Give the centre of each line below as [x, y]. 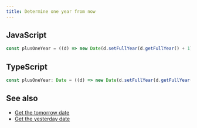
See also [22, 98]
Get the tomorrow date [42, 112]
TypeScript [27, 67]
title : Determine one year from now [51, 11]
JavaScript [26, 35]
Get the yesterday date [42, 119]
